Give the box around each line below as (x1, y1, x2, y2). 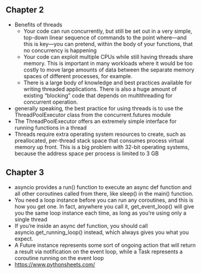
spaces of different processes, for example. (23, 72, 132, 79)
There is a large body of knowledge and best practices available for (23, 79, 192, 86)
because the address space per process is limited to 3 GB (14, 150, 159, 157)
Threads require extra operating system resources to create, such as (14, 130, 186, 138)
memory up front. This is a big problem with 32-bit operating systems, (14, 143, 190, 150)
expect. (14, 235, 34, 242)
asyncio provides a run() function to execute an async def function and (14, 183, 192, 190)
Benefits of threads (14, 21, 63, 28)
